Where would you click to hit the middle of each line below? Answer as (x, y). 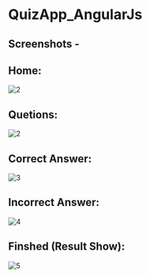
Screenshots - (44, 44)
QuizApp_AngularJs (75, 15)
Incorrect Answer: (54, 202)
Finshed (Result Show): (67, 247)
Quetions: (33, 114)
